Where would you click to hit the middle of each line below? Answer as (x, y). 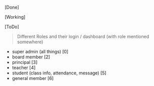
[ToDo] (12, 27)
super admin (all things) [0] (40, 52)
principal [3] (25, 62)
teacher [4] (24, 68)
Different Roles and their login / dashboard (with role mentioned (83, 36)
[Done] (12, 7)
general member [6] (33, 78)
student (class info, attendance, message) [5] (59, 73)
